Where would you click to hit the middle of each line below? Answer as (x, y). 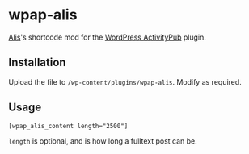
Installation (37, 62)
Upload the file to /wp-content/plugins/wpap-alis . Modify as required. (125, 81)
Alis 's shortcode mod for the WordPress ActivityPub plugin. (107, 37)
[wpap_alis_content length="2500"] (68, 126)
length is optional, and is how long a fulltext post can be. (103, 141)
